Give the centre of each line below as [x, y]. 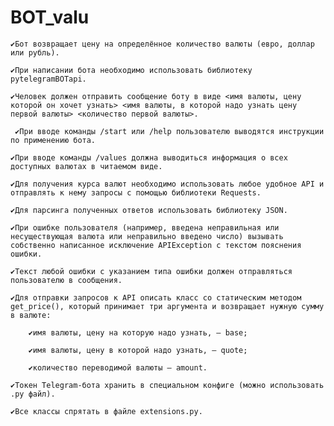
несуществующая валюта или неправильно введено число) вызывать [147, 236]
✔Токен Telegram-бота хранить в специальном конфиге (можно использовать [167, 385]
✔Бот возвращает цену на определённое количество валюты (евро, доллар [162, 44]
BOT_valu [50, 17]
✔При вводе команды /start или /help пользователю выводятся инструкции [169, 131]
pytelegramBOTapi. [48, 79]
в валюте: [31, 315]
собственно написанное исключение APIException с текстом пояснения [156, 245]
